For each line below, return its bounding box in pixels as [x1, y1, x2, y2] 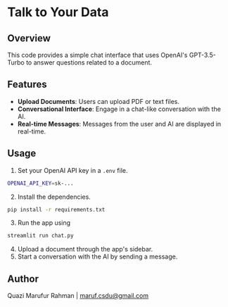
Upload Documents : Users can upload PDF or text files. [17, 97, 180, 105]
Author [7, 273, 39, 285]
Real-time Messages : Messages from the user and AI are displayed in [17, 119, 222, 128]
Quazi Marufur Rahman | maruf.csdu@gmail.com [7, 292, 149, 300]
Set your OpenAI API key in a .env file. [17, 166, 128, 174]
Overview [7, 32, 51, 44]
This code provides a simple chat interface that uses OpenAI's [7, 51, 188, 59]
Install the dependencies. [17, 192, 91, 201]
